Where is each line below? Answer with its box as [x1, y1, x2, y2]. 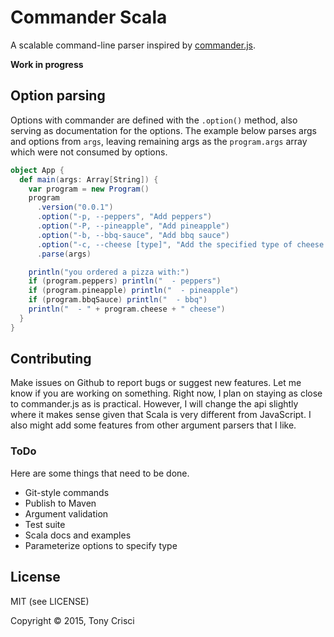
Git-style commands [24, 486, 110, 498]
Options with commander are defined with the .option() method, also [10, 114, 298, 126]
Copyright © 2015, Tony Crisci [10, 614, 135, 626]
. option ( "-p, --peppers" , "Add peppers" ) [36, 212, 213, 222]
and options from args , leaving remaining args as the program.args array [10, 135, 308, 147]
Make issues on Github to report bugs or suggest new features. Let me [10, 377, 302, 389]
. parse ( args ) [36, 249, 92, 259]
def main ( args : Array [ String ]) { [19, 174, 159, 185]
